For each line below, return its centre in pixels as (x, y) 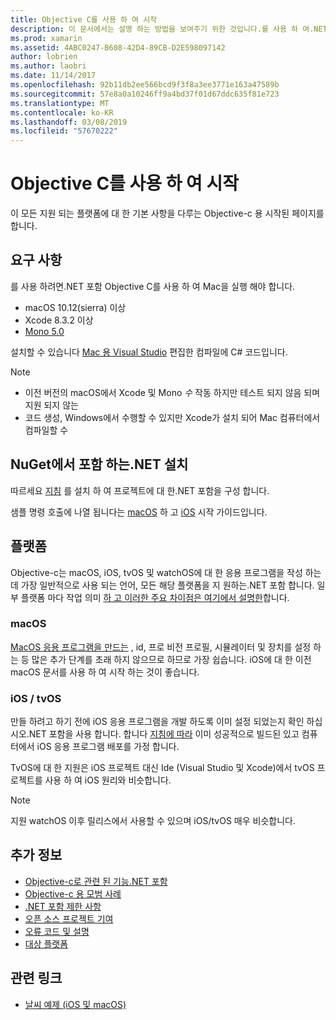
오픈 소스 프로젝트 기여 (69, 918)
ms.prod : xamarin (46, 38)
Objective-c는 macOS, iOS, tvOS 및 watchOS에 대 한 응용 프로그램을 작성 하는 (166, 572)
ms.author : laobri (48, 66)
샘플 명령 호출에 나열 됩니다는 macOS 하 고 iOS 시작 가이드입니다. (139, 512)
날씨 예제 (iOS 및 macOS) (75, 1004)
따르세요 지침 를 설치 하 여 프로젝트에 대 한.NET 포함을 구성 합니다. (140, 490)
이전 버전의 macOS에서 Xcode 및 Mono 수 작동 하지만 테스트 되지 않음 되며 (172, 392)
